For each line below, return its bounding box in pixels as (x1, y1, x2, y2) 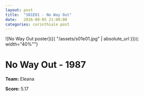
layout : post (5, 7, 33, 13)
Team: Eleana (5, 76, 35, 82)
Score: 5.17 (5, 86, 29, 92)
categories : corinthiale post (5, 21, 70, 27)
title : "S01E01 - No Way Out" (5, 12, 72, 17)
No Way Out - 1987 (5, 59, 86, 70)
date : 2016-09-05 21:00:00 (5, 17, 67, 22)
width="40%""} (5, 41, 38, 47)
